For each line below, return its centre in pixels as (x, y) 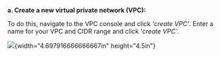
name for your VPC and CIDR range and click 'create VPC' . (93, 31)
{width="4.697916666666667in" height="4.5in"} (85, 46)
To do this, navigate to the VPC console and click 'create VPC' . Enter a (110, 24)
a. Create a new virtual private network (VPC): (77, 10)
